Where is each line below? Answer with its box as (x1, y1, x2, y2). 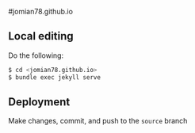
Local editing (8, 29, 74, 43)
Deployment (8, 95, 71, 108)
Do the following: (8, 51, 64, 60)
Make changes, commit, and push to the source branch (8, 116, 188, 126)
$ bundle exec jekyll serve (8, 73, 101, 82)
